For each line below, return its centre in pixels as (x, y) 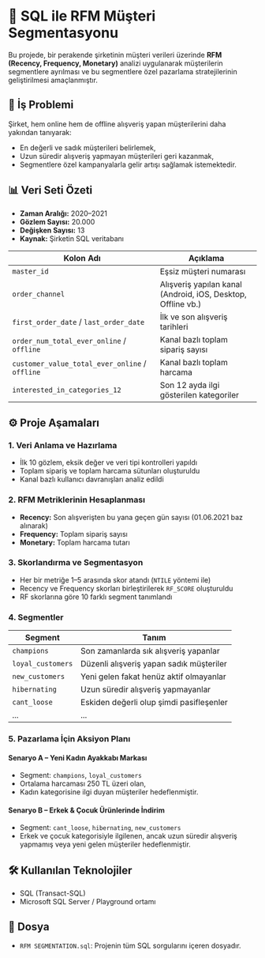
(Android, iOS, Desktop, (203, 294)
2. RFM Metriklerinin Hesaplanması (77, 500)
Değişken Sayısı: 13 (52, 230)
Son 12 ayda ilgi (190, 385)
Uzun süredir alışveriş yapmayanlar (146, 689)
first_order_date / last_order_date (78, 322)
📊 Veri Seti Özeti (50, 190)
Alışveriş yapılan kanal (201, 284)
